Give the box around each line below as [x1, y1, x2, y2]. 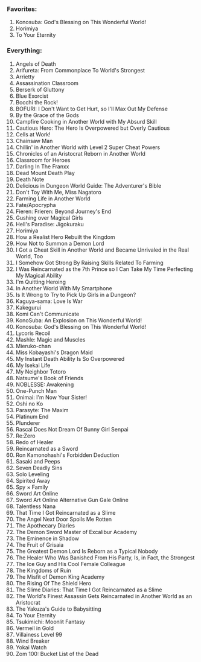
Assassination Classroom [15, 79, 79, 86]
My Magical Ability [15, 272, 62, 279]
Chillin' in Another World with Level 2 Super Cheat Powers [15, 144, 161, 151]
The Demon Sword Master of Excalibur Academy [15, 528, 138, 535]
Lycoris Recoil [15, 329, 51, 337]
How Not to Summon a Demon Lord [15, 240, 104, 247]
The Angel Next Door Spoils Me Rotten [15, 515, 112, 523]
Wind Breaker [15, 637, 50, 644]
